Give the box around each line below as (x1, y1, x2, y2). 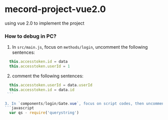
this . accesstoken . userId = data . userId (9, 82, 93, 87)
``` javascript (5, 105, 35, 111)
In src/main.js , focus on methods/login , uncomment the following (12, 44, 148, 50)
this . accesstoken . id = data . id (9, 87, 75, 92)
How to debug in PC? (5, 33, 57, 40)
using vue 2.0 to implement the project (5, 20, 85, 26)
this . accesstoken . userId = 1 (9, 64, 70, 69)
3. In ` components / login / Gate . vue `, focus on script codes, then (5, 101, 144, 106)
